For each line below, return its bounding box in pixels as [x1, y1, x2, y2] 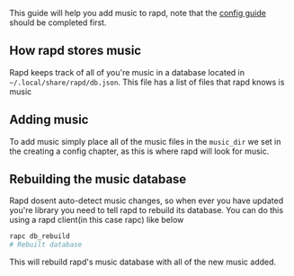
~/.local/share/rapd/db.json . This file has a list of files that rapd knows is [9, 76, 285, 87]
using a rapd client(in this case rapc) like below [9, 215, 184, 226]
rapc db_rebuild [9, 232, 70, 241]
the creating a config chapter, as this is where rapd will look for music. [9, 146, 270, 156]
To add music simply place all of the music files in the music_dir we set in [9, 136, 281, 147]
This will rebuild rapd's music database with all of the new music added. [9, 256, 277, 268]
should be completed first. [9, 17, 107, 28]
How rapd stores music [9, 43, 142, 58]
